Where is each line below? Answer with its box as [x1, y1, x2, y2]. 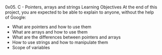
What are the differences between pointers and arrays [12, 34, 121, 40]
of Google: [5, 15, 26, 20]
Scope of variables [12, 45, 50, 50]
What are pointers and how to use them [12, 24, 91, 30]
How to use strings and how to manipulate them [12, 39, 108, 45]
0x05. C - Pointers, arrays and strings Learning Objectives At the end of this [5, 4, 157, 10]
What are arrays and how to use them [12, 29, 88, 35]
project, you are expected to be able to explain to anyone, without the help [5, 9, 154, 15]
